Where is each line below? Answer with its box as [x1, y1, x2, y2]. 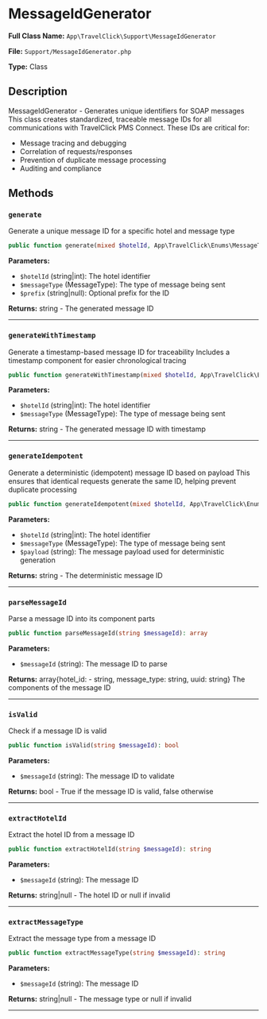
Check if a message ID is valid [8, 726, 107, 735]
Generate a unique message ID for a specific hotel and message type [8, 226, 235, 236]
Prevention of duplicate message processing [19, 155, 167, 164]
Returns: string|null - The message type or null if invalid [8, 994, 192, 1004]
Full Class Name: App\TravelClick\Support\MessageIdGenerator [8, 31, 216, 41]
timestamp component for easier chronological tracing [8, 355, 187, 365]
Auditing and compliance [19, 164, 102, 173]
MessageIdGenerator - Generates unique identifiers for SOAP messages [8, 106, 245, 115]
